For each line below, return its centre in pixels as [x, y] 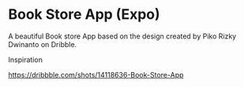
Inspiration [26, 60]
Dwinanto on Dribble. [43, 44]
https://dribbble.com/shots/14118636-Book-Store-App [96, 74]
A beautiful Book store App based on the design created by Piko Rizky [122, 36]
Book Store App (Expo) [84, 14]
